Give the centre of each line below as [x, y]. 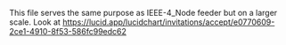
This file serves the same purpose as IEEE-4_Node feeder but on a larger [143, 13]
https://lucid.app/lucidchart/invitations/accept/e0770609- [168, 22]
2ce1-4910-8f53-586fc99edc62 [68, 31]
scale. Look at [35, 22]
